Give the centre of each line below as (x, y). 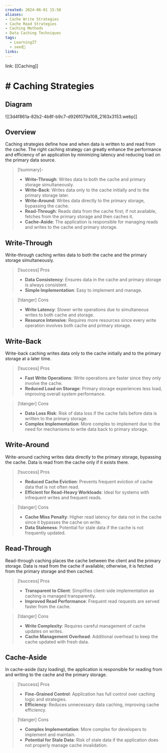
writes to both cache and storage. (60, 315)
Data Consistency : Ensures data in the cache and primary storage (93, 280)
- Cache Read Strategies (31, 24)
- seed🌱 (18, 47)
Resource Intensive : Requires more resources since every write (90, 320)
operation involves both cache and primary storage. (78, 326)
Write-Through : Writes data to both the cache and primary (85, 179)
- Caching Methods (24, 28)
